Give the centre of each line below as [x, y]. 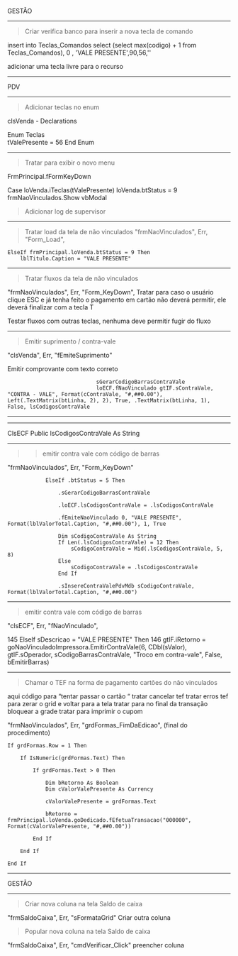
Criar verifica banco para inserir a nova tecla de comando [109, 31]
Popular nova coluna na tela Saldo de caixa [87, 931]
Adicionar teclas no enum [62, 107]
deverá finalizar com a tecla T [51, 307]
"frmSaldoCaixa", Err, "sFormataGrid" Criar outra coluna [89, 918]
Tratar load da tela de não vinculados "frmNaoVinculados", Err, [116, 232]
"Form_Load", [45, 239]
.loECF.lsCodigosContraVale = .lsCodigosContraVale [136, 505]
